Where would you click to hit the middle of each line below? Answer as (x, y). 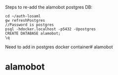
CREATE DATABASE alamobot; (33, 34)
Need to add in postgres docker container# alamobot (59, 47)
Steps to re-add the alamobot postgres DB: (49, 7)
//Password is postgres (30, 25)
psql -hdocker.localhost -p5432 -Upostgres (51, 29)
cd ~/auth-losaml (23, 16)
